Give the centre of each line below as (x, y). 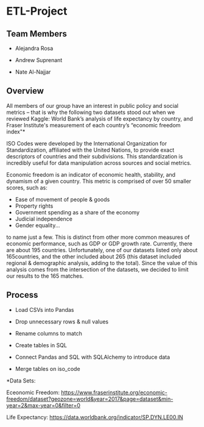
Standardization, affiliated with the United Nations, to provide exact (90, 150)
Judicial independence (44, 219)
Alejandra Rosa (34, 48)
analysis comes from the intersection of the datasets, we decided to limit (97, 269)
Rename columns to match (48, 333)
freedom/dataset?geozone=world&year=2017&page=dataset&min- (90, 399)
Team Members (37, 34)
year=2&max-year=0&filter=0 (44, 405)
